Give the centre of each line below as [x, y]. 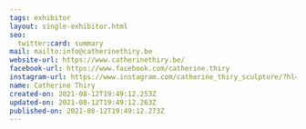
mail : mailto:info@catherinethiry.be [81, 52]
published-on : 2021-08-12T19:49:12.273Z [87, 111]
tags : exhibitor [40, 18]
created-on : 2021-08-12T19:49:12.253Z [83, 94]
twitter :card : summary [61, 43]
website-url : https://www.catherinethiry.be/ [97, 60]
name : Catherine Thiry [52, 85]
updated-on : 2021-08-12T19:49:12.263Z [83, 102]
